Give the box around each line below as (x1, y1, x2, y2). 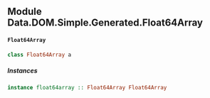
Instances (7, 67, 38, 75)
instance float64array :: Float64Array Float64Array (7, 85, 167, 92)
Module (7, 6, 42, 18)
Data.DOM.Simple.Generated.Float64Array (7, 17, 203, 29)
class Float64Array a (7, 51, 72, 58)
